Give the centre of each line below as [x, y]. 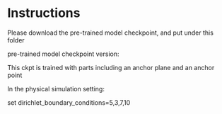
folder [16, 40]
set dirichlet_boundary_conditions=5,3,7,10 [69, 102]
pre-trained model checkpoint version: [63, 54]
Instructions [44, 13]
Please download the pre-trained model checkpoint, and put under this [111, 33]
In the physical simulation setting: [56, 89]
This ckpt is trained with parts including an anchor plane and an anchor [111, 67]
